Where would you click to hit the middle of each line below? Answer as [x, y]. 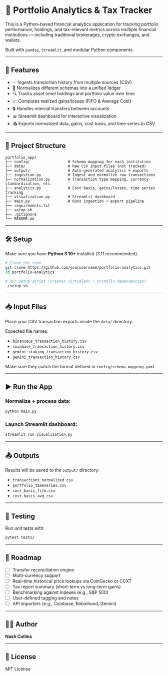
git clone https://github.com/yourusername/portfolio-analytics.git [78, 268]
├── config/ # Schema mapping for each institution [78, 162]
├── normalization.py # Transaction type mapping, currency [77, 179]
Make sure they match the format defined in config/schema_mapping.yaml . [81, 366]
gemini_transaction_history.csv [46, 357]
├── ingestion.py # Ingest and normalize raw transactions [80, 175]
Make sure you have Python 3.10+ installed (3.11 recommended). [72, 254]
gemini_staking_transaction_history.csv [55, 352]
